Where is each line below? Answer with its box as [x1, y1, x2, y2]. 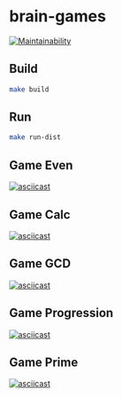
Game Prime [9, 354, 79, 369]
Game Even [9, 157, 73, 172]
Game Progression [9, 306, 114, 321]
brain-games [9, 6, 106, 27]
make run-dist [9, 133, 62, 142]
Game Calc [9, 207, 71, 222]
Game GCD [9, 256, 72, 272]
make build [9, 84, 50, 94]
